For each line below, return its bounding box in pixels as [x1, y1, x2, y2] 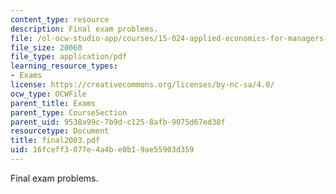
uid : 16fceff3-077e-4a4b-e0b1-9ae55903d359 [10, 145, 195, 155]
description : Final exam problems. [10, 24, 159, 34]
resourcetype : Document [10, 126, 110, 136]
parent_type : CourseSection [10, 107, 128, 118]
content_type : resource [10, 14, 110, 25]
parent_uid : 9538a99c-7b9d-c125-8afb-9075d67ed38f [10, 117, 226, 127]
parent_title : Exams [10, 98, 97, 108]
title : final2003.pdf [10, 136, 101, 146]
